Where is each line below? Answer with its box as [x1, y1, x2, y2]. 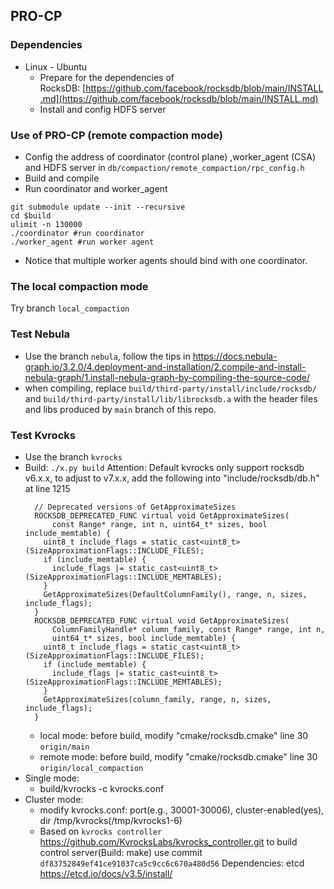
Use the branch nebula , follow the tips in [24, 350, 191, 362]
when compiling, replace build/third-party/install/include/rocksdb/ [24, 382, 317, 394]
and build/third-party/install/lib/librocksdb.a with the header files [24, 392, 318, 404]
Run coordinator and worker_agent [24, 182, 168, 194]
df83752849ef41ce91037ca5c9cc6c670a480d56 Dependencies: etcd [39, 857, 305, 869]
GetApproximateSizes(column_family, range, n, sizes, [43, 694, 272, 704]
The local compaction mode [10, 279, 149, 293]
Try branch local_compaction [10, 302, 130, 314]
